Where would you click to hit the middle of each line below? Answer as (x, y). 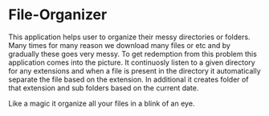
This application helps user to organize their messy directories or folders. (129, 37)
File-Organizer (58, 15)
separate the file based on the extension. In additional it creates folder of (128, 79)
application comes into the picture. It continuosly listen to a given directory (132, 62)
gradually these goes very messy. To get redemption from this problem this (132, 54)
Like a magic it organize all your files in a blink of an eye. (102, 103)
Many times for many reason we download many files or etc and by (120, 45)
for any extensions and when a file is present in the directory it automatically (134, 70)
